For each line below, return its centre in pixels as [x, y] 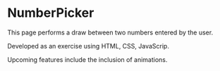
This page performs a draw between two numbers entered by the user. [110, 32]
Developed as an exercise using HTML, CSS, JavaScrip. [88, 46]
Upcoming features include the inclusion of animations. [87, 59]
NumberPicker [51, 13]
